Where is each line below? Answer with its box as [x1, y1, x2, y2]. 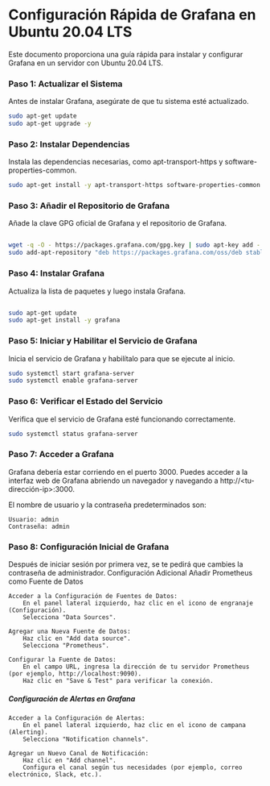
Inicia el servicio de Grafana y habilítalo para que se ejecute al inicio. [8, 353, 235, 364]
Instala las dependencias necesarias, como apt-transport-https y [8, 157, 223, 167]
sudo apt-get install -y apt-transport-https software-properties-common [8, 181, 261, 189]
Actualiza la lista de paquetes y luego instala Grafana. [8, 286, 186, 296]
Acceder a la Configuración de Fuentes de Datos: [8, 593, 178, 601]
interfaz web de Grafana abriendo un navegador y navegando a [8, 476, 219, 485]
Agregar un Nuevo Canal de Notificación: [8, 750, 149, 758]
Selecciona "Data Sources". [22, 613, 117, 622]
